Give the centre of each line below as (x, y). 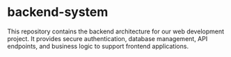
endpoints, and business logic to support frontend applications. (98, 46)
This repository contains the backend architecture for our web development (116, 31)
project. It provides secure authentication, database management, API (107, 38)
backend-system (58, 12)
